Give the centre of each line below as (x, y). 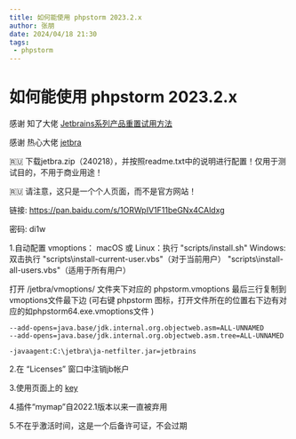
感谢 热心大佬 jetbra (45, 142)
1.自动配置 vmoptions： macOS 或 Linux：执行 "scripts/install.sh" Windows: (148, 248)
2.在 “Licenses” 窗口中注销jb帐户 (69, 369)
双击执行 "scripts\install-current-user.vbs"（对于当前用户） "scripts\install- (147, 259)
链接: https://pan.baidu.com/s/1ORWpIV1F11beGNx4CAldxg (117, 211)
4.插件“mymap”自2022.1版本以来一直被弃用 (88, 407)
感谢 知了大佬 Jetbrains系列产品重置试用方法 (91, 124)
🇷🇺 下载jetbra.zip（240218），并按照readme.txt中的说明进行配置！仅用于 (144, 162)
